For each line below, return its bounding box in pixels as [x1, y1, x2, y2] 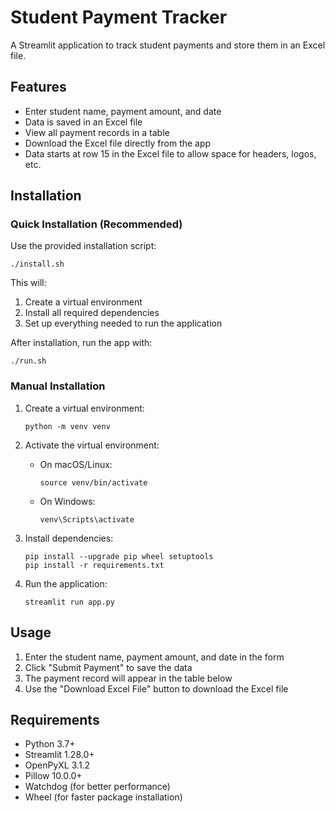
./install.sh [10, 259, 65, 270]
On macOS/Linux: [39, 458, 113, 470]
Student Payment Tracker [10, 6, 228, 29]
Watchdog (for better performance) [24, 781, 171, 793]
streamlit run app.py [24, 597, 115, 607]
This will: [10, 277, 47, 289]
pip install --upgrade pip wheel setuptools [24, 551, 214, 561]
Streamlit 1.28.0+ [24, 749, 95, 761]
